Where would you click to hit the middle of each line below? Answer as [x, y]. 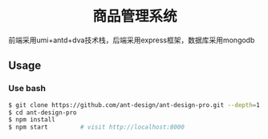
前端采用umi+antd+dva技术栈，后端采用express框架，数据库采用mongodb [132, 40]
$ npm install [32, 120]
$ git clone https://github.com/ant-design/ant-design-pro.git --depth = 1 [134, 105]
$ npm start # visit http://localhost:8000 [96, 127]
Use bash [27, 89]
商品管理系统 [134, 16]
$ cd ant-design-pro [43, 113]
